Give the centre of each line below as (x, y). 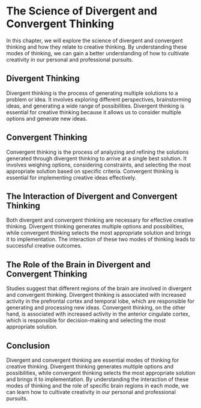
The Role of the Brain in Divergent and (79, 265)
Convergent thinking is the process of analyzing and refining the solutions (97, 152)
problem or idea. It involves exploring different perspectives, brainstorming (99, 99)
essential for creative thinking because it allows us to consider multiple (94, 112)
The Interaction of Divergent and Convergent (92, 196)
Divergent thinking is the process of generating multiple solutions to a (92, 93)
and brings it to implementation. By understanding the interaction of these (97, 379)
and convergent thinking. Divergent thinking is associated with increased (96, 295)
